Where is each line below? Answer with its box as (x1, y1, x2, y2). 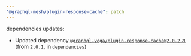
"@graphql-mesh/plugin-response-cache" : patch (6, 8, 125, 15)
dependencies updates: (6, 25, 65, 32)
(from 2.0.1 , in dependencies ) (14, 43, 87, 50)
